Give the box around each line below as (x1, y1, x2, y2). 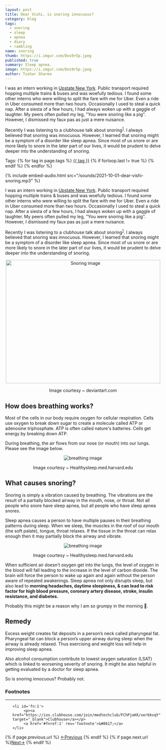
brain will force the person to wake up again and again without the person (5, 572, 155, 578)
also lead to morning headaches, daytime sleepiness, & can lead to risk (5, 583, 154, 588)
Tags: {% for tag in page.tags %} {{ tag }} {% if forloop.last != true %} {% (5, 158, 155, 164)
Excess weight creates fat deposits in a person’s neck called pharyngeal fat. (5, 630, 160, 636)
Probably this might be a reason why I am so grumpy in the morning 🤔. (5, 603, 148, 609)
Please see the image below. (5, 446, 63, 451)
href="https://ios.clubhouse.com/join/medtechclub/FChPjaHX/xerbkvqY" (12, 712, 161, 717)
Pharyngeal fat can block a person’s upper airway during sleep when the (5, 635, 153, 641)
